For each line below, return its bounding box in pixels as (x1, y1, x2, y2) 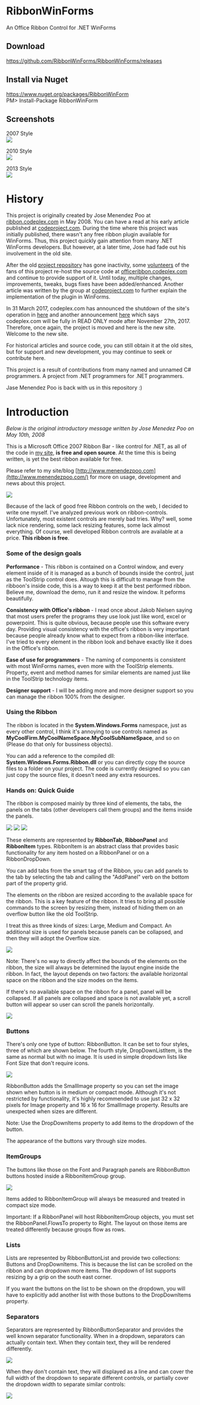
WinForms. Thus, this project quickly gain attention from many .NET (6, 237, 173, 245)
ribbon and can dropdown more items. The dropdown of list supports (6, 1267, 176, 1275)
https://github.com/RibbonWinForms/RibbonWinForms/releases (6, 57, 162, 64)
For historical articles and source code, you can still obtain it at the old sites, (6, 342, 193, 349)
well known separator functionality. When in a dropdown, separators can (6, 1333, 185, 1340)
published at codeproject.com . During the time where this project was (6, 224, 178, 231)
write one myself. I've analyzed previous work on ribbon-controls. (6, 509, 168, 516)
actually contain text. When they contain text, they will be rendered (6, 1339, 171, 1346)
